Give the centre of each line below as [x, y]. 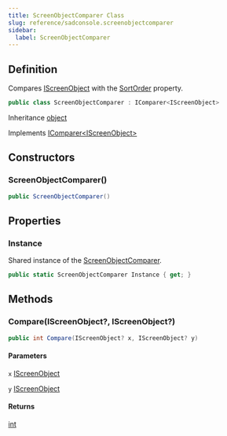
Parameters [27, 356]
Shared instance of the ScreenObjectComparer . [85, 260]
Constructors [42, 158]
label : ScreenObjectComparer [63, 37]
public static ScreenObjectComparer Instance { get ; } [100, 275]
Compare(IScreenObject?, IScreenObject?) [92, 322]
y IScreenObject [34, 388]
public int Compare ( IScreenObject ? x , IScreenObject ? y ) [103, 338]
